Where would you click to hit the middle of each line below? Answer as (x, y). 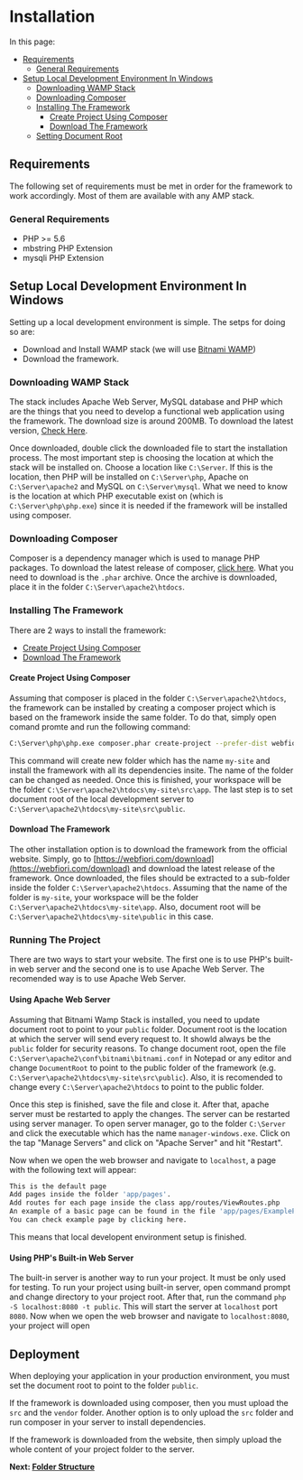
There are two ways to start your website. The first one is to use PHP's (141, 960)
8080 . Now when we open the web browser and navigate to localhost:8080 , (150, 1317)
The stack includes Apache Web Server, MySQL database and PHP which (146, 402)
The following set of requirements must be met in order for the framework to (151, 186)
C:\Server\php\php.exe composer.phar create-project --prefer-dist (139, 743)
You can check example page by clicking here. (98, 1220)
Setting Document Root (79, 135)
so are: (22, 331)
